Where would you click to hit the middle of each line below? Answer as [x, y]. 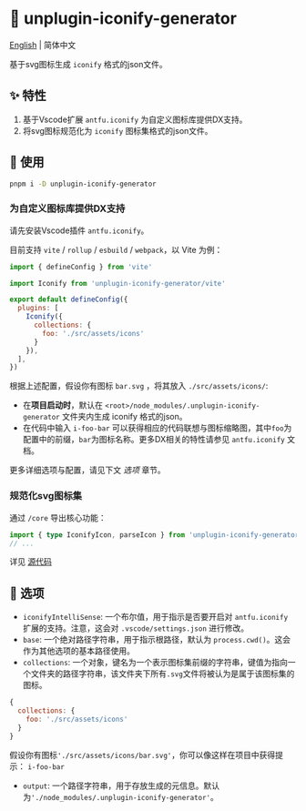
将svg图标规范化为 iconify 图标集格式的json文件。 [117, 130]
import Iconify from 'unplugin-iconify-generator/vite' [117, 283]
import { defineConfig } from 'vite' [81, 267]
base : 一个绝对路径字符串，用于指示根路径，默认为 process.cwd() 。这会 [157, 640]
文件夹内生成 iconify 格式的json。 [125, 417]
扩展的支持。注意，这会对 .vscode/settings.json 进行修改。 [136, 628]
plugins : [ [38, 309]
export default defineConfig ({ [69, 299]
